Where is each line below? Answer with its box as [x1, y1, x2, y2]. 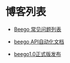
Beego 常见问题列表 [13, 26, 62, 33]
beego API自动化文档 [13, 38, 64, 45]
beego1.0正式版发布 [13, 50, 61, 57]
